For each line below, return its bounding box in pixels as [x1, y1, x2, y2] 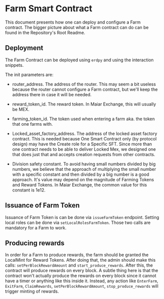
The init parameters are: [5, 72, 54, 78]
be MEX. [12, 106, 30, 112]
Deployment [5, 44, 44, 52]
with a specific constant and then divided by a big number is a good [12, 171, 149, 177]
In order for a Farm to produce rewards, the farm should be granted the [5, 252, 149, 258]
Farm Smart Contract [5, 3, 93, 14]
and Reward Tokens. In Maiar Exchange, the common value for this [12, 182, 147, 188]
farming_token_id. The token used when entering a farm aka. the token [12, 116, 155, 122]
